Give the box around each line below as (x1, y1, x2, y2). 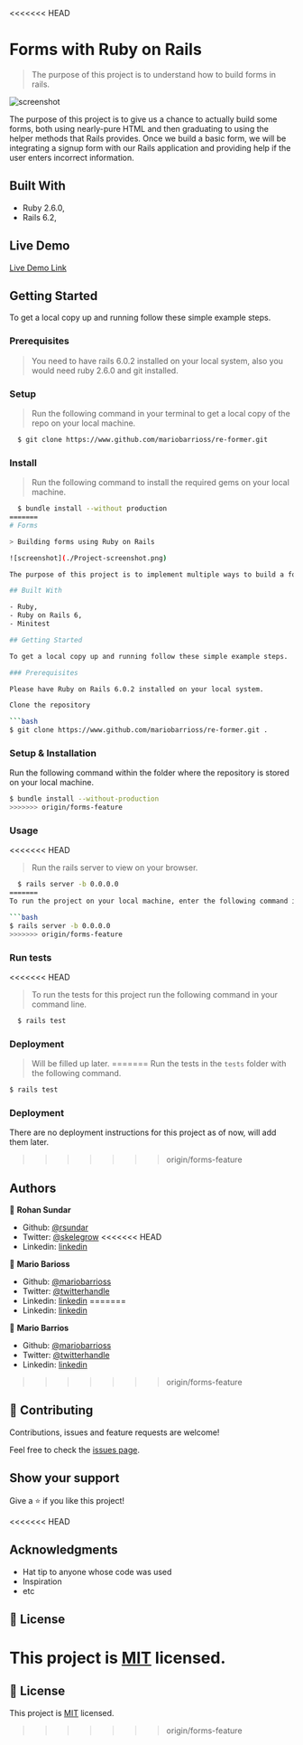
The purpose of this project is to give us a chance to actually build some (9, 113, 278, 125)
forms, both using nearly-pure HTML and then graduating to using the (9, 123, 269, 134)
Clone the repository (9, 700, 91, 710)
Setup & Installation (9, 746, 97, 759)
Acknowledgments (9, 1543, 119, 1558)
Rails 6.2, (22, 211, 57, 222)
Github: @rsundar (22, 1222, 88, 1233)
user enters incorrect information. (9, 152, 135, 163)
